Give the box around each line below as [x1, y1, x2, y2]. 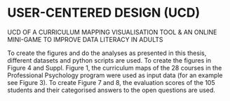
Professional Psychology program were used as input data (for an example [7, 71, 223, 79]
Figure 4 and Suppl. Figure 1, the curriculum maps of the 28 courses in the [7, 63, 222, 72]
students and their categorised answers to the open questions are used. [7, 86, 216, 94]
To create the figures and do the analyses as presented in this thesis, [7, 49, 207, 57]
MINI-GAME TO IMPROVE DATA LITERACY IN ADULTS [7, 35, 163, 43]
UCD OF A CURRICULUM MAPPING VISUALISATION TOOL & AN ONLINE [7, 28, 217, 36]
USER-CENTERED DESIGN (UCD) [7, 5, 201, 21]
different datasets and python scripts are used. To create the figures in [7, 56, 212, 64]
